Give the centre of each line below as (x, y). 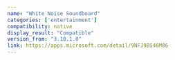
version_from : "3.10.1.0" (44, 39)
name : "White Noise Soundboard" (54, 13)
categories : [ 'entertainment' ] (52, 20)
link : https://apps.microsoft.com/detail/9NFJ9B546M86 (88, 46)
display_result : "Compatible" (51, 33)
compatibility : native (40, 26)
